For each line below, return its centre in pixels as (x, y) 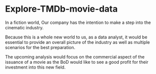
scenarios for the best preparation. (40, 47)
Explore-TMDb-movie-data (61, 9)
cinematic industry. (25, 27)
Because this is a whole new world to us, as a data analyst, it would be (76, 37)
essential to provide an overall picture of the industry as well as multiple (78, 42)
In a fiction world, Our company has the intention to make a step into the (78, 22)
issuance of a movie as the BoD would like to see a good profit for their (77, 62)
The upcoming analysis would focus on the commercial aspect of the (75, 56)
